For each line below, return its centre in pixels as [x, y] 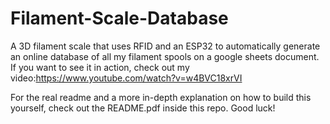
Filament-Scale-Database [119, 18]
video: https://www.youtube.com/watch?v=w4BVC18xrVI [126, 78]
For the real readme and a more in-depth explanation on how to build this [161, 97]
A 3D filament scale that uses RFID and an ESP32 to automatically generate [165, 46]
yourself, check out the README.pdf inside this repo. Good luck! [143, 108]
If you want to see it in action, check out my [100, 67]
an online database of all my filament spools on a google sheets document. [165, 56]
